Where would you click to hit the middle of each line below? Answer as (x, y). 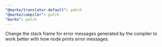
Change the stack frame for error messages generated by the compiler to (81, 34)
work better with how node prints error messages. (57, 39)
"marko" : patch (21, 19)
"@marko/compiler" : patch (32, 15)
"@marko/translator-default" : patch (44, 10)
